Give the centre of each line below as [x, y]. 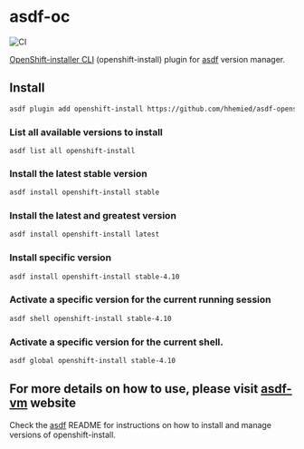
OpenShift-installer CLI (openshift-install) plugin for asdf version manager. [147, 59]
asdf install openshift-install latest [85, 234]
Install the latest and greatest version [93, 216]
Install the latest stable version [78, 173]
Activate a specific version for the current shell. [116, 342]
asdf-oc [40, 17]
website [53, 403]
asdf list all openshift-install [72, 151]
